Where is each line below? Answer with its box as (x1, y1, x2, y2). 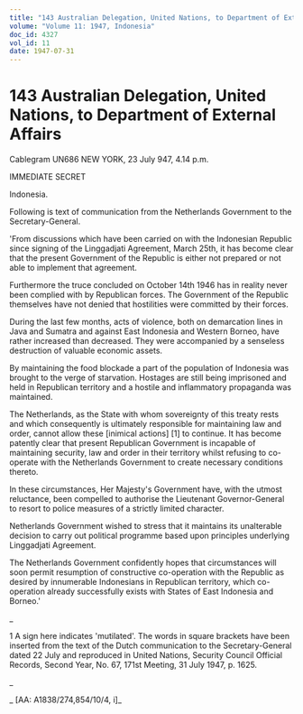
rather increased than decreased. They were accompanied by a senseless (9, 336, 285, 347)
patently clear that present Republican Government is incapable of (9, 438, 256, 449)
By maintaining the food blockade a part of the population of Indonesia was (9, 363, 289, 374)
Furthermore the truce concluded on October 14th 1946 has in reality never (9, 280, 289, 291)
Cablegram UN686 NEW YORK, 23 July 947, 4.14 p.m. (9, 154, 209, 165)
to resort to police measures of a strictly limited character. (9, 503, 225, 515)
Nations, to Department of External (9, 105, 277, 125)
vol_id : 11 (9, 38, 50, 48)
